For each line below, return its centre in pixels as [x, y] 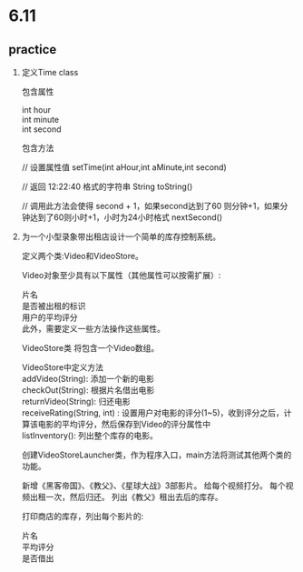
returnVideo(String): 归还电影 [76, 401]
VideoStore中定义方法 [62, 367]
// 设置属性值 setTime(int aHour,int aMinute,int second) [124, 167]
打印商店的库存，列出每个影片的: [83, 516]
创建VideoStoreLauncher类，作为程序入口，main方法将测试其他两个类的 [156, 455]
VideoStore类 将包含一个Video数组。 [90, 348]
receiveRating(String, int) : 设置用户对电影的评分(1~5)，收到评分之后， [152, 413]
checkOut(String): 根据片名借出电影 [88, 390]
